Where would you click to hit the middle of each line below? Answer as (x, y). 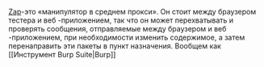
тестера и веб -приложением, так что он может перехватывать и (121, 20)
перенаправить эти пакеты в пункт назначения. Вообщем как (115, 46)
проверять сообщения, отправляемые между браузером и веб (117, 29)
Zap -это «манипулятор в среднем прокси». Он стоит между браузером (132, 12)
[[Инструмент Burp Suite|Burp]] (62, 54)
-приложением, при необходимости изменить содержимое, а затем (127, 37)
